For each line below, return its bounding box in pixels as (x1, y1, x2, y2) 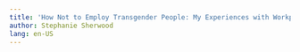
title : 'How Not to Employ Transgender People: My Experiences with (9, 12, 270, 22)
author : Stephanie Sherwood (9, 21, 114, 30)
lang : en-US (9, 29, 54, 38)
